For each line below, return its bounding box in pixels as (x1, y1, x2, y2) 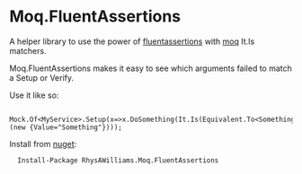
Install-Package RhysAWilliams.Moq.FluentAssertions (17, 155, 219, 165)
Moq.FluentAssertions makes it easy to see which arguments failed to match (9, 63, 292, 74)
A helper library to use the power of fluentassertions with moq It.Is (9, 36, 255, 47)
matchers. (9, 45, 47, 56)
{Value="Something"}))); (29, 123, 123, 132)
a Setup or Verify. (9, 72, 75, 83)
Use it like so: (9, 90, 59, 100)
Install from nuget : (9, 138, 77, 149)
